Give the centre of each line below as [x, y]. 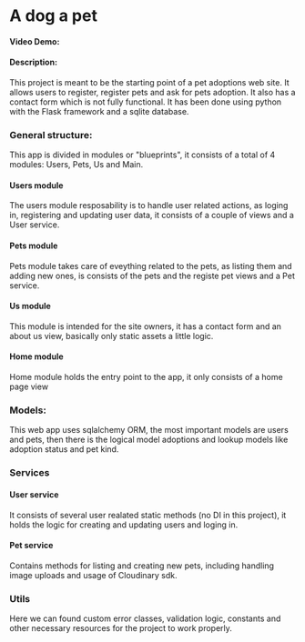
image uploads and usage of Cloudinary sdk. [93, 575]
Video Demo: [35, 41]
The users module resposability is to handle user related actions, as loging [149, 206]
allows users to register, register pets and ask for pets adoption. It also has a [152, 92]
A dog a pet [54, 16]
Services [30, 473]
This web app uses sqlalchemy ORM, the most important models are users [149, 430]
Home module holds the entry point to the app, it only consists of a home [147, 377]
